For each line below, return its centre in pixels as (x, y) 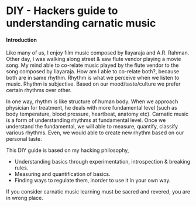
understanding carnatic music (81, 23)
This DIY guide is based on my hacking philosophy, (68, 150)
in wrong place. (25, 198)
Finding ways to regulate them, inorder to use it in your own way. (92, 181)
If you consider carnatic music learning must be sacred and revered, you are (98, 192)
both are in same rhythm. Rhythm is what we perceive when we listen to (93, 78)
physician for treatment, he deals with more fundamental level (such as (92, 108)
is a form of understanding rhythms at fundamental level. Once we (86, 120)
